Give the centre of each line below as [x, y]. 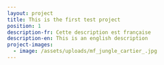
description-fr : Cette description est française [79, 32]
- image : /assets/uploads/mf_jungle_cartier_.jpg [85, 51]
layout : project [30, 13]
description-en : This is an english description [78, 39]
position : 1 [24, 26]
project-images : [30, 45]
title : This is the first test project [64, 20]
